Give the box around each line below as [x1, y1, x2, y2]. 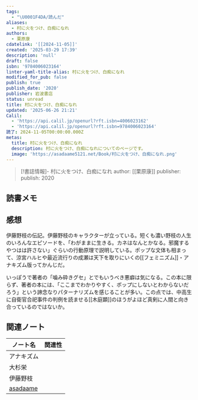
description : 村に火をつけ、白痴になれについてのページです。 [11, 146, 146, 151]
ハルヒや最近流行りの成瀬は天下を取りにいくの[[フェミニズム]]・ [26, 254, 184, 261]
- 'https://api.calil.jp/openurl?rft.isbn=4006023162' [11, 118, 149, 124]
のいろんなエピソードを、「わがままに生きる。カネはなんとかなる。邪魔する [6, 239, 190, 246]
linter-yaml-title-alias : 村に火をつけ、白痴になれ [6, 69, 125, 75]
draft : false [6, 58, 38, 64]
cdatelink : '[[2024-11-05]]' [6, 42, 78, 48]
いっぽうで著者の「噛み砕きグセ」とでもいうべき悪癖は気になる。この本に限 [6, 273, 192, 280]
